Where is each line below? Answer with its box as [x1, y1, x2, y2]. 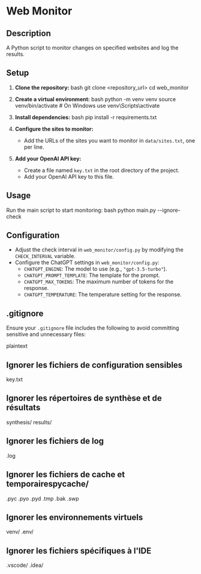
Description [6, 28, 51, 39]
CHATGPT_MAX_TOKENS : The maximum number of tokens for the [23, 278, 174, 285]
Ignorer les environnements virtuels [6, 512, 143, 522]
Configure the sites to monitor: [14, 125, 94, 132]
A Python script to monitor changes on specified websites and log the [6, 44, 179, 51]
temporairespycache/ [6, 479, 89, 489]
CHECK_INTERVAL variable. [14, 253, 76, 260]
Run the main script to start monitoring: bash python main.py [6, 206, 156, 214]
